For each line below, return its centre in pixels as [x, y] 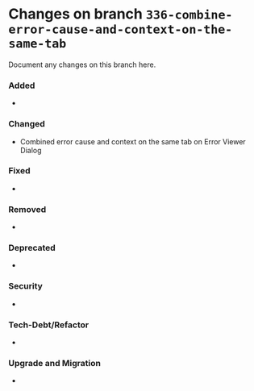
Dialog [31, 150]
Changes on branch [76, 14]
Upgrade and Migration [54, 363]
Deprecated [32, 248]
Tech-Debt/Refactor [49, 325]
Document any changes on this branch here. [82, 64]
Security [25, 286]
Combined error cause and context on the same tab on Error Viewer [133, 141]
